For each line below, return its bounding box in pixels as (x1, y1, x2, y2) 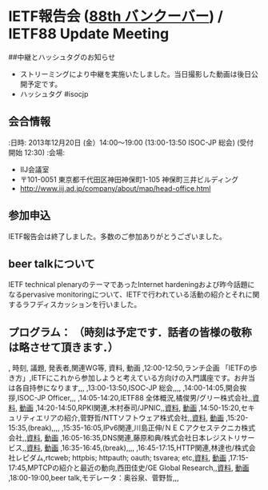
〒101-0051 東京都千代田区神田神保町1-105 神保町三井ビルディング (19, 174, 238, 184)
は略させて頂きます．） (8, 341, 118, 354)
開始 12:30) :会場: (8, 147, 66, 157)
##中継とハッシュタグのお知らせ (8, 52, 116, 62)
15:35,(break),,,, (8, 423, 60, 432)
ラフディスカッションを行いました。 (22, 300, 142, 309)
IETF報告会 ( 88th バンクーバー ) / (8, 7, 224, 26)
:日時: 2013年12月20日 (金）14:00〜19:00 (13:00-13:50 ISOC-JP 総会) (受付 (8, 137, 254, 147)
